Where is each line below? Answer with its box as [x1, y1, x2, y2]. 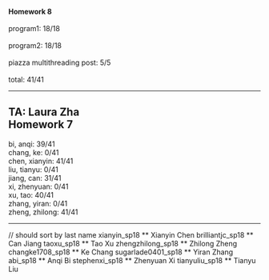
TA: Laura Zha [8, 106, 80, 119]
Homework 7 [8, 118, 74, 131]
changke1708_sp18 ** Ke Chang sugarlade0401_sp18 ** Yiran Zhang [8, 247, 234, 257]
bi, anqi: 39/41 [8, 139, 55, 149]
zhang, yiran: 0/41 [8, 198, 68, 208]
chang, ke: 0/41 [8, 147, 59, 157]
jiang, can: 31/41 [8, 173, 62, 182]
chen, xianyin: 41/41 [8, 156, 74, 166]
